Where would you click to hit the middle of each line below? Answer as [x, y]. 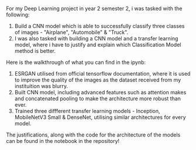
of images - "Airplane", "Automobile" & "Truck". [71, 32]
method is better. [35, 51]
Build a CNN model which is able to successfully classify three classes [99, 26]
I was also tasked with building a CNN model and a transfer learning [96, 38]
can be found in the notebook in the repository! [63, 141]
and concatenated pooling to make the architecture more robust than [98, 98]
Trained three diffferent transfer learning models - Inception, [87, 111]
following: [18, 15]
